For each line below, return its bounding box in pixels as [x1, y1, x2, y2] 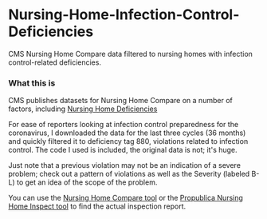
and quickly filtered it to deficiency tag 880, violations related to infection [8, 137, 249, 146]
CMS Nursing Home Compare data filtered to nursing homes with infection [8, 49, 253, 58]
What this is [8, 78, 56, 89]
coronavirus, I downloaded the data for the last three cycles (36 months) [8, 128, 246, 137]
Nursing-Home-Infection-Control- [8, 6, 240, 24]
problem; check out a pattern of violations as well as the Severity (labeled [8, 169, 250, 179]
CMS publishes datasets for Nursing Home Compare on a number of [8, 96, 233, 106]
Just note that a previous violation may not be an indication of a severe [8, 161, 241, 170]
